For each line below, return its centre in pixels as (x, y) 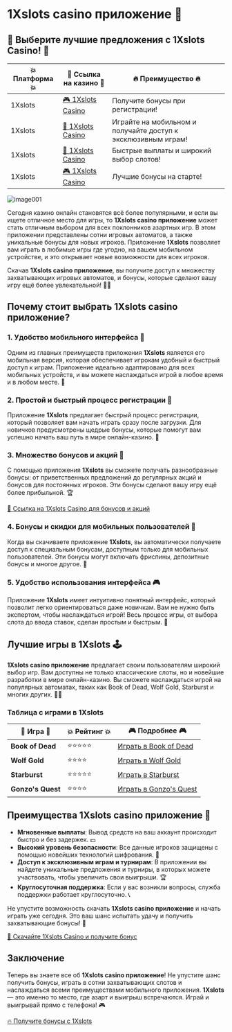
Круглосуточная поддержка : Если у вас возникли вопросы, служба (119, 887)
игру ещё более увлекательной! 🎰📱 (59, 285)
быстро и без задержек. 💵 (56, 839)
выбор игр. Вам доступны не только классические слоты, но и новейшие (116, 672)
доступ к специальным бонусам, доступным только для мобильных (108, 549)
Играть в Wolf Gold (149, 760)
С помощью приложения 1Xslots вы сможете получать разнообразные (113, 470)
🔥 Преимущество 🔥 (167, 79)
